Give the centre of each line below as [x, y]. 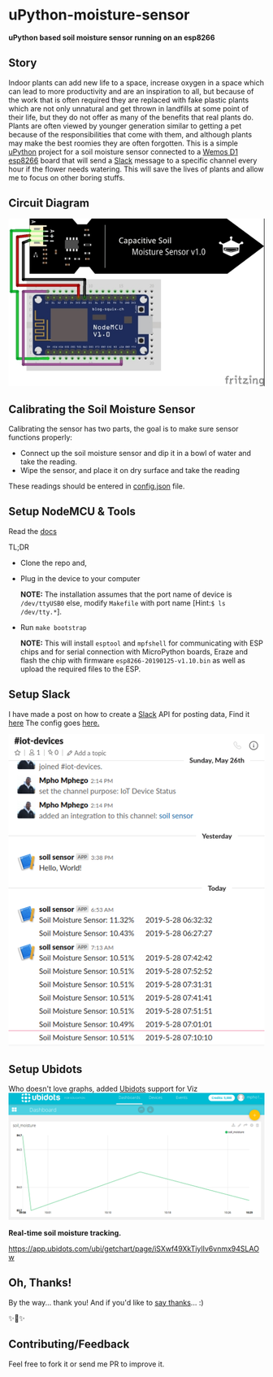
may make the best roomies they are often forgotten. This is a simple [123, 143]
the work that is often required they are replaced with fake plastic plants [129, 100]
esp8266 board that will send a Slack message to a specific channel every [133, 160]
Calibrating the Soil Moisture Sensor [102, 409]
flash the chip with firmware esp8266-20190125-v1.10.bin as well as [133, 660]
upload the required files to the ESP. [80, 669]
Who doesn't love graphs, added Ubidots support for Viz [103, 1088]
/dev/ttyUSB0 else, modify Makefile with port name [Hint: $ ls [123, 602]
